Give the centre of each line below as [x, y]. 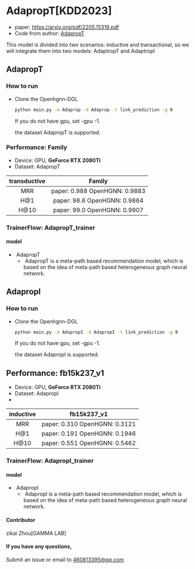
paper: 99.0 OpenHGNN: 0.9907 [98, 210]
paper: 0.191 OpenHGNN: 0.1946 [89, 434]
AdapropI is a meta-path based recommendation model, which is [103, 494]
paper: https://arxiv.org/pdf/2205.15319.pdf [67, 27]
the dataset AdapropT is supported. [58, 132]
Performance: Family [37, 147]
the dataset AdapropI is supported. [57, 355]
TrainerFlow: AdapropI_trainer [50, 461]
